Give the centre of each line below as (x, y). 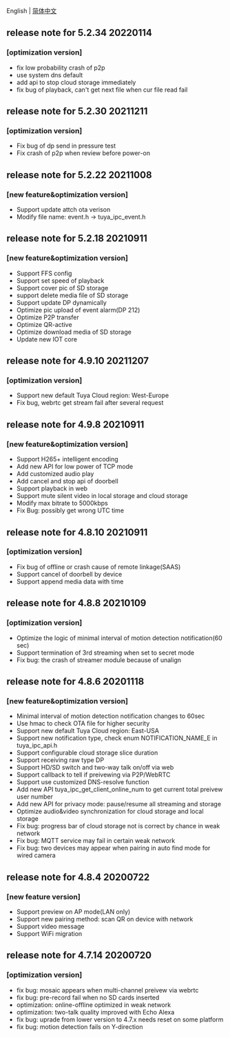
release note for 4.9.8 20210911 (75, 425)
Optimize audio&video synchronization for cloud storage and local (110, 811)
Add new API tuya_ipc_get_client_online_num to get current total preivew (119, 790)
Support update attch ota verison (63, 210)
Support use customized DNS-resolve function (83, 782)
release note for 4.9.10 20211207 (78, 361)
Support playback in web (52, 488)
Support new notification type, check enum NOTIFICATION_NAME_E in (117, 738)
